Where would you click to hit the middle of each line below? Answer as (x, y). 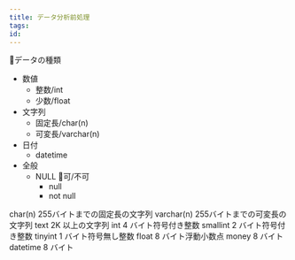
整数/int (49, 90)
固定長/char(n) (62, 123)
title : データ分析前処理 (50, 17)
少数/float (53, 101)
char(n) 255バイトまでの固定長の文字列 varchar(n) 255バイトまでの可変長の (148, 214)
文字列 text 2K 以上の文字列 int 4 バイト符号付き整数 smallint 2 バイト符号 (144, 226)
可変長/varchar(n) (67, 134)
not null (62, 196)
